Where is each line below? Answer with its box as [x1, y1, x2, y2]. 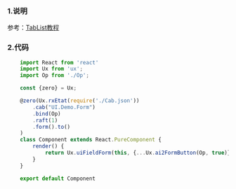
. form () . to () [32, 123, 71, 130]
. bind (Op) [32, 110, 61, 117]
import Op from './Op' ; [20, 72, 90, 79]
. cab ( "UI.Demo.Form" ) [32, 104, 96, 111]
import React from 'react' [20, 59, 99, 66]
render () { [32, 143, 65, 150]
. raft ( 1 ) [32, 117, 58, 124]
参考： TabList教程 [7, 23, 60, 32]
